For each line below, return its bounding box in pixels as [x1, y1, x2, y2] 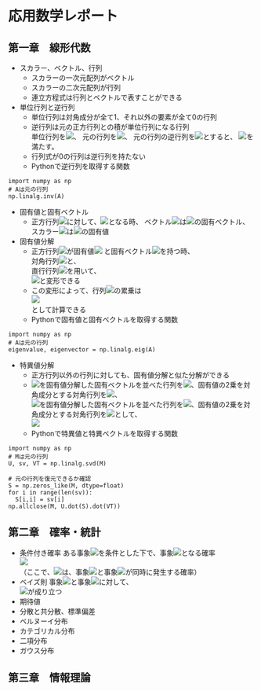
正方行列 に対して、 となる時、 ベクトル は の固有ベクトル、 [31, 217, 250, 226]
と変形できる [38, 276, 81, 285]
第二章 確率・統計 [8, 526, 101, 539]
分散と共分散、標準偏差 [19, 606, 96, 616]
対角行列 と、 [31, 256, 81, 266]
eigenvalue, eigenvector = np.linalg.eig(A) [8, 346, 156, 354]
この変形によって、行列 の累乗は [31, 286, 142, 295]
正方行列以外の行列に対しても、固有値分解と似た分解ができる [31, 370, 230, 380]
